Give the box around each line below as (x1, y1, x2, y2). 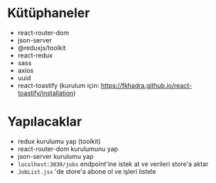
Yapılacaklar (7, 113, 82, 130)
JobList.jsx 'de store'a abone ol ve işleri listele (17, 167, 156, 175)
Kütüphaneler (7, 5, 90, 21)
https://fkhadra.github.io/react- (100, 81, 193, 89)
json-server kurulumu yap (17, 152, 94, 160)
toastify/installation (17, 89, 74, 97)
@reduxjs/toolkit (17, 43, 66, 52)
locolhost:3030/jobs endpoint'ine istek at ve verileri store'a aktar (17, 160, 209, 168)
